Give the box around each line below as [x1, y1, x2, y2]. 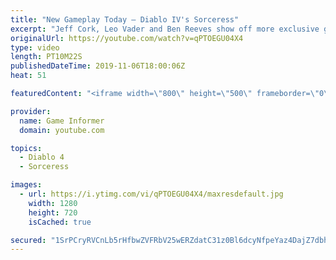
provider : [10, 106, 52, 116]
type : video [10, 42, 60, 53]
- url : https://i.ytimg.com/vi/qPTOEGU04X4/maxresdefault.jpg [19, 189, 284, 199]
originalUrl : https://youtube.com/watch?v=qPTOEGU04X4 [10, 33, 244, 43]
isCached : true [28, 217, 92, 227]
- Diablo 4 [19, 152, 65, 163]
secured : [10, 235, 47, 245]
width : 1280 [28, 198, 78, 208]
